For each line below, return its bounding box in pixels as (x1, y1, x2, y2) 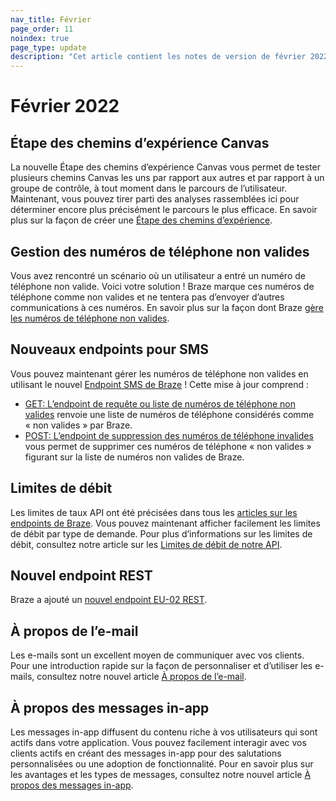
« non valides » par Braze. (24, 419, 133, 431)
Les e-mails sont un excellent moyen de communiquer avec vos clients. (10, 649, 305, 661)
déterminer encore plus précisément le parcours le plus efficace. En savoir (10, 204, 318, 216)
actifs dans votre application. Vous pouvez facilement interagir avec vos (10, 737, 307, 748)
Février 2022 (10, 95, 120, 118)
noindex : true (10, 33, 70, 43)
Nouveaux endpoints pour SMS (10, 341, 210, 358)
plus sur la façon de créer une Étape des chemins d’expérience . (10, 214, 273, 226)
